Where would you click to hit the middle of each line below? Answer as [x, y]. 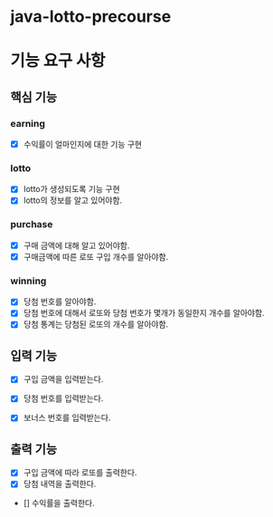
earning [28, 123]
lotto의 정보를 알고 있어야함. [73, 200]
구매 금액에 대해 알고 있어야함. [76, 245]
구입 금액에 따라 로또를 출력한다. [80, 473]
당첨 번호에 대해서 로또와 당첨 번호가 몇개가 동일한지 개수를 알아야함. [144, 313]
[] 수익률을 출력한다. [59, 503]
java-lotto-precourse [91, 17]
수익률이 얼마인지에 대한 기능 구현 [83, 144]
